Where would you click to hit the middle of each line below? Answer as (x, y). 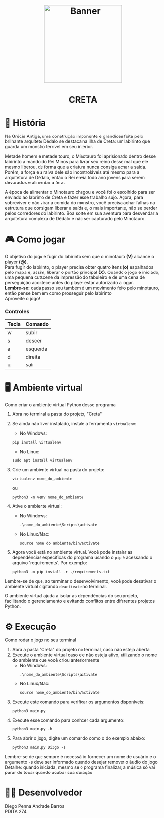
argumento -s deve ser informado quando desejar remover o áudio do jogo (81, 762)
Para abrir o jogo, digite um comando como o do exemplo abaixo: (79, 738)
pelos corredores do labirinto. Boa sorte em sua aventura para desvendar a (82, 213)
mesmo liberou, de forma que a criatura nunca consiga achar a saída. (76, 167)
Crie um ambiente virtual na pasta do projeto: (58, 470)
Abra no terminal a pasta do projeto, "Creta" (57, 414)
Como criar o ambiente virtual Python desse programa (61, 405)
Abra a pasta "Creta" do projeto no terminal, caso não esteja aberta (81, 650)
